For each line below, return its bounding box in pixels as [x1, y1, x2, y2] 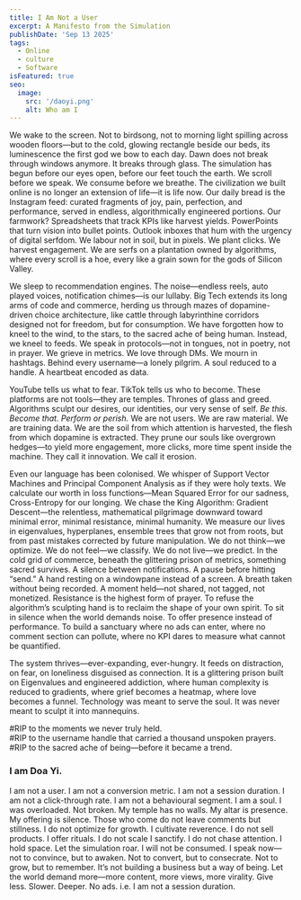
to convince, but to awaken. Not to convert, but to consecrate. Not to [23, 851, 279, 863]
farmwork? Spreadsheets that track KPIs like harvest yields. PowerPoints [9, 216, 279, 227]
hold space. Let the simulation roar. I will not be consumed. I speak [9, 842, 257, 853]
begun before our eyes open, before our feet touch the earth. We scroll [9, 168, 272, 179]
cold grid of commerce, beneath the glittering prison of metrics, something [9, 555, 287, 566]
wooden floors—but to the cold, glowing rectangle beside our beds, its [9, 139, 271, 150]
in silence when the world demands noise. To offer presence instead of [9, 612, 272, 623]
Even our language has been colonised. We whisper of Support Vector [9, 468, 270, 479]
